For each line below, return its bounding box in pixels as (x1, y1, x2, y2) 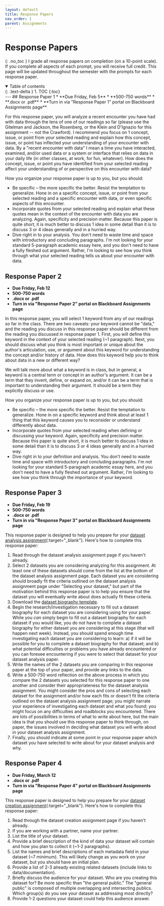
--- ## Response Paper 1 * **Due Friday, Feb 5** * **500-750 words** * (5, 94, 155, 100)
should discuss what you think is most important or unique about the (5, 342, 143, 347)
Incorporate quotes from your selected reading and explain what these (12, 206, 155, 212)
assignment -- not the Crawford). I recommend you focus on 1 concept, (5, 130, 149, 135)
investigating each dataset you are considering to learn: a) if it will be (12, 635, 152, 641)
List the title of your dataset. (12, 833, 70, 839)
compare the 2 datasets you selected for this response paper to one (12, 677, 150, 683)
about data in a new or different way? (5, 357, 80, 363)
